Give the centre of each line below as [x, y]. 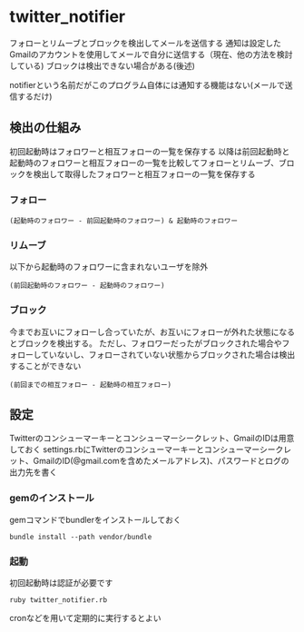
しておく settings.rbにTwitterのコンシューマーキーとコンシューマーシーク [147, 449]
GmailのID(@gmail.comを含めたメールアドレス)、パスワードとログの [161, 461]
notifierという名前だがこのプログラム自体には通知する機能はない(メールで [147, 84]
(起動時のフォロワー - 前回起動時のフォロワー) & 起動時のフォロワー [124, 221]
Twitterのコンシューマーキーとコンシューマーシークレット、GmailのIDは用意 [152, 439]
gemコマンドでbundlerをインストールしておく [95, 519]
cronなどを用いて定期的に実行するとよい [85, 618]
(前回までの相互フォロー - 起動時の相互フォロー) [91, 385]
